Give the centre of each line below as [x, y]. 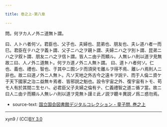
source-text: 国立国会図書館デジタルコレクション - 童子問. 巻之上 [79, 104]
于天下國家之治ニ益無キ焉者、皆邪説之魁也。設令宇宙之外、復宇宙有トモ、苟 [83, 81]
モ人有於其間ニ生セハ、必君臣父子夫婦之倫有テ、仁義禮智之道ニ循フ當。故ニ [83, 87]
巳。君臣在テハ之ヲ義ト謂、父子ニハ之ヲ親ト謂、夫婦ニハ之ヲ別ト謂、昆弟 [81, 50]
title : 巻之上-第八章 [25, 14]
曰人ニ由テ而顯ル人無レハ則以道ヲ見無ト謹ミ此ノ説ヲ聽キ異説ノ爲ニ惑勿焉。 [83, 94]
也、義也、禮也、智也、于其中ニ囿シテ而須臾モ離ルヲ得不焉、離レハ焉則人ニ [83, 69]
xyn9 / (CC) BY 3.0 [24, 119]
